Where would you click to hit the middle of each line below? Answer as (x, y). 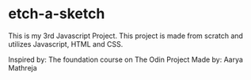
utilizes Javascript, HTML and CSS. (66, 44)
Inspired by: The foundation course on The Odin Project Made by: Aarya (126, 59)
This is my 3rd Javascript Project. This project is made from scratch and (126, 36)
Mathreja (23, 67)
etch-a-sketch (57, 14)
